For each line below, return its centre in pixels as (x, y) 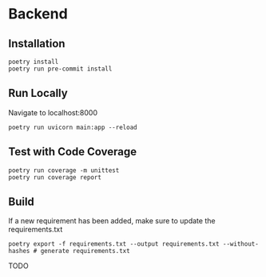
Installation (37, 44)
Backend (38, 14)
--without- (241, 244)
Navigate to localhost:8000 (53, 112)
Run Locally (38, 93)
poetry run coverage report (55, 177)
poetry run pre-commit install (60, 69)
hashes (19, 251)
